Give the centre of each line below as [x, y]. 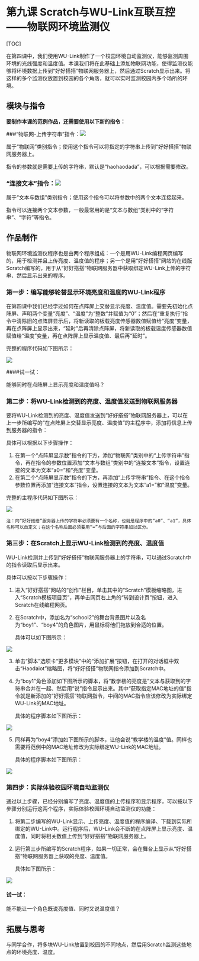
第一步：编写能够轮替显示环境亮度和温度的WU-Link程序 [86, 292]
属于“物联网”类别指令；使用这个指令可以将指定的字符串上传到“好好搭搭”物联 [99, 146]
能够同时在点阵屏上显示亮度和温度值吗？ [55, 385]
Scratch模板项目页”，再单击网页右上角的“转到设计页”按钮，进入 [100, 597]
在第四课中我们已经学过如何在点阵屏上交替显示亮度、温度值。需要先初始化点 [99, 306]
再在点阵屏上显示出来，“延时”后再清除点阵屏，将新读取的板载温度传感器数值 [99, 329]
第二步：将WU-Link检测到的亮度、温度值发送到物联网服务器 [92, 401]
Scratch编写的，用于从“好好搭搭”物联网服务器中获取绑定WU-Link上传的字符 [99, 268]
